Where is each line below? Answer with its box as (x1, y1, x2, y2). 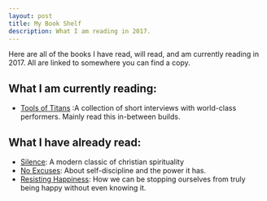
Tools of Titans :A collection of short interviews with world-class (20, 103, 237, 113)
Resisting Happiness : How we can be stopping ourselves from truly (20, 174, 246, 184)
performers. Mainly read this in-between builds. (20, 111, 181, 122)
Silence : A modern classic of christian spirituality (20, 157, 185, 167)
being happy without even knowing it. (20, 183, 147, 192)
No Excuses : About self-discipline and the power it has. (20, 166, 207, 175)
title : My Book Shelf (8, 20, 82, 28)
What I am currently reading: (8, 81, 157, 95)
